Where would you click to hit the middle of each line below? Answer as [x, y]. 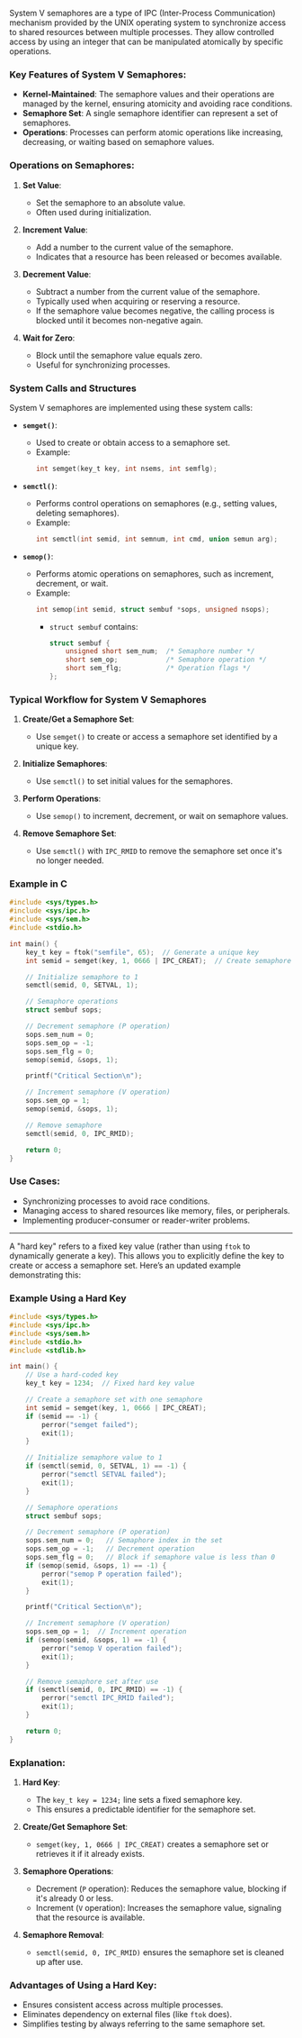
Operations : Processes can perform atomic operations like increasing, [152, 132]
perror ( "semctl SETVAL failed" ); [104, 1475]
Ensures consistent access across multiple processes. [123, 2005]
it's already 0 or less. [75, 1898]
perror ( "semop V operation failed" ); [112, 1648]
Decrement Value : [57, 274]
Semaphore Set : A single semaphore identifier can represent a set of [150, 114]
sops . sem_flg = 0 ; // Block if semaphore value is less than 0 [151, 1558]
